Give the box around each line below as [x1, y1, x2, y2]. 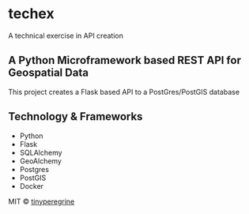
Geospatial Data [8, 66, 89, 80]
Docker [19, 181, 44, 190]
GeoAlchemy [19, 156, 62, 166]
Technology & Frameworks [8, 110, 143, 123]
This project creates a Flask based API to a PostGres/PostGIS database [8, 87, 240, 96]
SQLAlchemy [19, 148, 62, 157]
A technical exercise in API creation [8, 31, 124, 40]
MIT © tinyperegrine [8, 197, 75, 206]
